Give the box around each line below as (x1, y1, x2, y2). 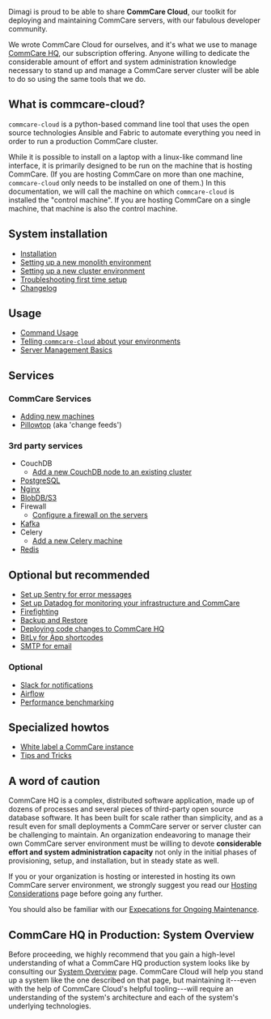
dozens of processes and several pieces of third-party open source (8, 804, 234, 814)
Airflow (19, 689, 44, 698)
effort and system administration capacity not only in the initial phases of (8, 847, 257, 857)
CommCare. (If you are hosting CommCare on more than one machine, (8, 169, 244, 179)
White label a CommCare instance (19, 742, 134, 752)
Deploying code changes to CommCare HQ (19, 624, 165, 634)
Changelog (19, 283, 57, 292)
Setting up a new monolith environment (19, 257, 151, 266)
